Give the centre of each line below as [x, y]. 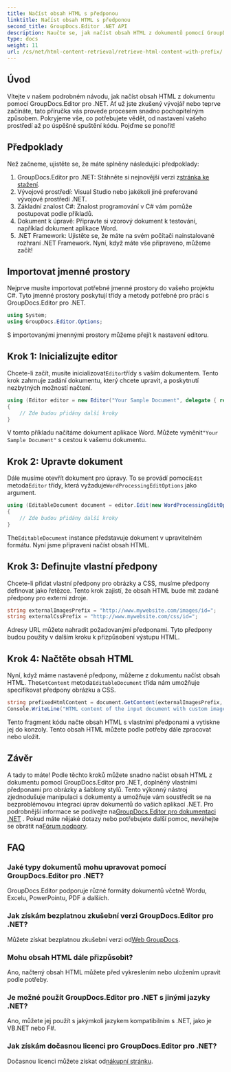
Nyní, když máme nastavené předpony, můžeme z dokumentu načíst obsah [114, 675]
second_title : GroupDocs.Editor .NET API [67, 26]
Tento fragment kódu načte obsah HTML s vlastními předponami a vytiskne [113, 722]
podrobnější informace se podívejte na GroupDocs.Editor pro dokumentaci [112, 811]
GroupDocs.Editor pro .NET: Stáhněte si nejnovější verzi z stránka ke [113, 177]
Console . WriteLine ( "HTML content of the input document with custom [107, 709]
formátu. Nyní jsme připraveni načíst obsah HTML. [78, 545]
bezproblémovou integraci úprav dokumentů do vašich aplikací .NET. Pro [110, 804]
